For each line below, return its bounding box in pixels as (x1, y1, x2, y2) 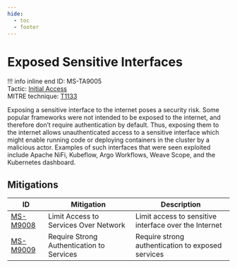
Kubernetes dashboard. (7, 158, 76, 166)
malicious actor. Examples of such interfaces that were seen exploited (7, 143, 211, 152)
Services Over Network (48, 220, 126, 230)
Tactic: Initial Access (7, 85, 67, 93)
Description (161, 200, 201, 209)
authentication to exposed (135, 240, 222, 250)
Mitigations (7, 178, 59, 190)
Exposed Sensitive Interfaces (7, 54, 183, 70)
